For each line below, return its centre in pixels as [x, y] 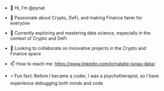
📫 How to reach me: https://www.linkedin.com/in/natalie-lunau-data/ [83, 64]
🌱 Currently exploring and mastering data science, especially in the [80, 33]
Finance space [26, 54]
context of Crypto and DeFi [39, 38]
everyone [20, 23]
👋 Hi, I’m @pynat [27, 8]
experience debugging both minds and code [56, 83]
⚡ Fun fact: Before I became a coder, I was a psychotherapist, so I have [84, 76]
